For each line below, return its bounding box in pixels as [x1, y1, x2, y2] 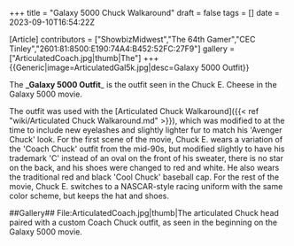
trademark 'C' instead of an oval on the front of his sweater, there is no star [9, 153, 283, 163]
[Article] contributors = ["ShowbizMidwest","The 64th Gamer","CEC [9, 35, 256, 44]
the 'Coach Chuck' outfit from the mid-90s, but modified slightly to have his [9, 143, 285, 154]
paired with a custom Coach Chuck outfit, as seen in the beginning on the [9, 217, 277, 227]
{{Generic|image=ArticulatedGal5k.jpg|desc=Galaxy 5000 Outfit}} [9, 62, 250, 73]
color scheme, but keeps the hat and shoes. [9, 190, 170, 201]
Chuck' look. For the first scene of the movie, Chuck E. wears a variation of [9, 135, 283, 144]
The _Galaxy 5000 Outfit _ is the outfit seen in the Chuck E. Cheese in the [9, 80, 277, 89]
